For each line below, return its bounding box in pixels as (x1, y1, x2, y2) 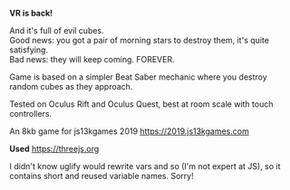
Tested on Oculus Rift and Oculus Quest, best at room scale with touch (9, 99, 274, 109)
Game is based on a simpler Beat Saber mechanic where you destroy (9, 71, 267, 82)
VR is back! (9, 8, 53, 18)
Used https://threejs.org (9, 144, 100, 154)
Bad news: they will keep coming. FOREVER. (9, 54, 175, 64)
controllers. (9, 109, 53, 119)
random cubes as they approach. (9, 81, 133, 91)
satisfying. (9, 44, 48, 55)
